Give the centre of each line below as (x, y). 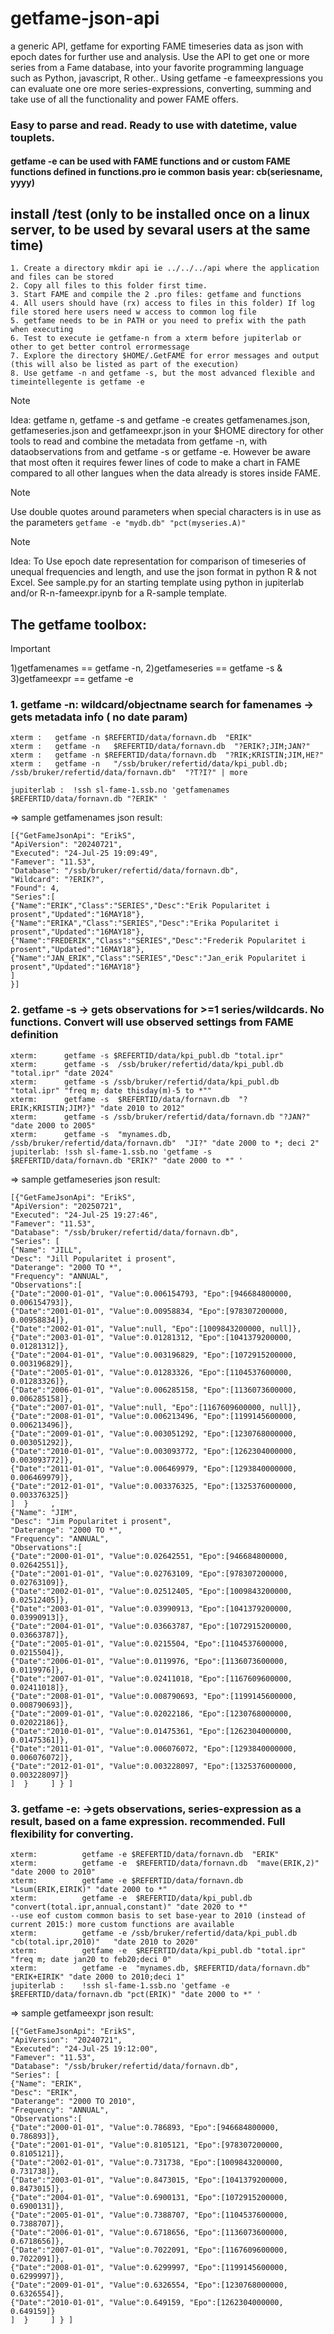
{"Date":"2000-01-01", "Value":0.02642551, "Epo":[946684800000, (149, 1556)
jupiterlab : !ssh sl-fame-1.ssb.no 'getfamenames (120, 790)
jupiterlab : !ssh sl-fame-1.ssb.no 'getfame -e (120, 1985)
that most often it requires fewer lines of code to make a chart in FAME (155, 463)
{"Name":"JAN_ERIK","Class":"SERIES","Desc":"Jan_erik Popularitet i (158, 958)
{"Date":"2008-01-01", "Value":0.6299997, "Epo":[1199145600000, (149, 2267)
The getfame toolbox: (78, 624)
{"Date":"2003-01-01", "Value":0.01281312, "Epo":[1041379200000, (151, 1337)
